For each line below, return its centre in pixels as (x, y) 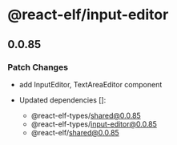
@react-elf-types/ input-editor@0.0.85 (94, 124)
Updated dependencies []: (62, 100)
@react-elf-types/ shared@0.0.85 (86, 115)
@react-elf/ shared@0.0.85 (75, 132)
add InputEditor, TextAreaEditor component (91, 84)
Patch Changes (38, 67)
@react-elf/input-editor (88, 15)
